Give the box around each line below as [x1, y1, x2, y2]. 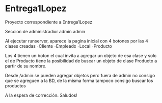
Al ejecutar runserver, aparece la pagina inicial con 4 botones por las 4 [5, 38, 148, 44]
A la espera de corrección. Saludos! [5, 92, 78, 98]
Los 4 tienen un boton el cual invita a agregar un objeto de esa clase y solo [5, 52, 157, 59]
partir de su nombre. [5, 63, 47, 69]
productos [5, 82, 26, 88]
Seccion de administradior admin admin [5, 28, 85, 34]
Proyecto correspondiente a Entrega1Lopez [5, 19, 92, 25]
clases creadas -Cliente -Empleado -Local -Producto [5, 43, 112, 49]
